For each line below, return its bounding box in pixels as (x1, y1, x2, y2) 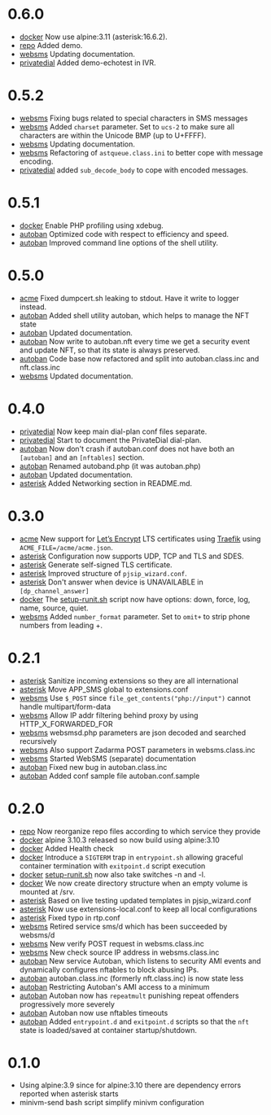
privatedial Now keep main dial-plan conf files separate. (19, 426, 208, 436)
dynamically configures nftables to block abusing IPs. (19, 964, 199, 974)
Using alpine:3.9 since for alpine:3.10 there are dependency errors (19, 1080, 242, 1091)
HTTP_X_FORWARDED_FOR (19, 719, 113, 728)
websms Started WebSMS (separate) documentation (19, 754, 197, 763)
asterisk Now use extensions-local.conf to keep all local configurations (19, 904, 258, 914)
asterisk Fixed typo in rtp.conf (19, 912, 120, 922)
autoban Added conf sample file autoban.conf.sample (19, 771, 200, 780)
